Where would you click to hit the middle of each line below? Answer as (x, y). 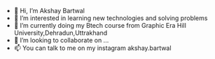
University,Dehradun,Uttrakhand (61, 33)
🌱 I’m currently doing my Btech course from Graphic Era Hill (100, 25)
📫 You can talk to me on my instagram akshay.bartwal (92, 48)
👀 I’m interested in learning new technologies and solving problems (111, 18)
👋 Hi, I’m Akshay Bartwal (49, 11)
